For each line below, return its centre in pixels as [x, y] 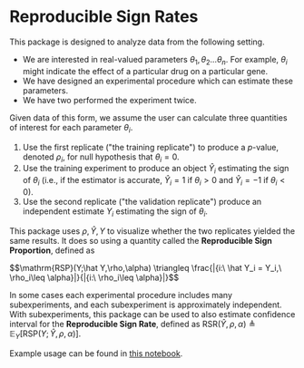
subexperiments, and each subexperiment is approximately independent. [146, 305]
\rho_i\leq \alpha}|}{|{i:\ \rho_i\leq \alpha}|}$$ [94, 277]
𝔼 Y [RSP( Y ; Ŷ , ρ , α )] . [45, 334]
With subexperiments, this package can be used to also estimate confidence [152, 314]
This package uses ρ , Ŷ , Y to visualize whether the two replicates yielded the [152, 231]
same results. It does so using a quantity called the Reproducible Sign [141, 240]
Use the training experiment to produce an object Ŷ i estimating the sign [156, 169]
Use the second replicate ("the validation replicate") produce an [142, 201]
